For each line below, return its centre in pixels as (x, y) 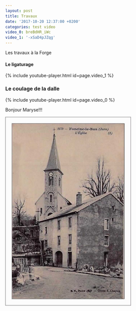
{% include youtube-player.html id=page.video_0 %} (60, 100)
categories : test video (30, 27)
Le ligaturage (20, 64)
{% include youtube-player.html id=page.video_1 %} (60, 76)
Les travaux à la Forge (28, 53)
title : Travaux (21, 16)
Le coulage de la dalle (32, 89)
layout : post (19, 11)
